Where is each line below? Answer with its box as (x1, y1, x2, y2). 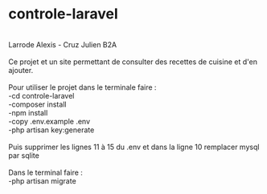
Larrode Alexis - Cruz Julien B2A (8, 39, 117, 49)
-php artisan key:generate (8, 125, 95, 135)
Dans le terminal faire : (8, 168, 83, 177)
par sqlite (8, 150, 40, 160)
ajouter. (8, 65, 34, 75)
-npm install (8, 107, 48, 117)
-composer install (8, 99, 67, 109)
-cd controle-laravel (8, 91, 75, 100)
